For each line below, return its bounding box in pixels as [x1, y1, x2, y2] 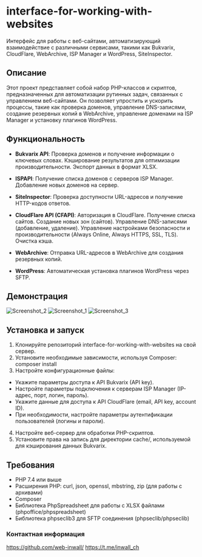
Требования [6, 460, 55, 470]
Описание [6, 68, 47, 78]
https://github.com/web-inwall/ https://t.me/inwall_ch [6, 544, 140, 551]
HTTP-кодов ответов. [15, 199, 71, 207]
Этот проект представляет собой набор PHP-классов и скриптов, [6, 84, 177, 91]
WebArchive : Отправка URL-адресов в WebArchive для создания [15, 249, 184, 256]
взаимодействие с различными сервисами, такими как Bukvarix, [6, 44, 175, 51]
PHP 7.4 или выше [15, 476, 62, 483]
